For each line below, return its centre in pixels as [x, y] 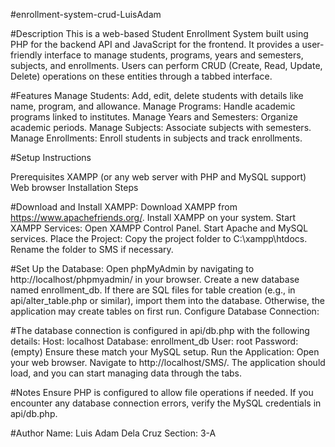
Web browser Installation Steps [74, 187]
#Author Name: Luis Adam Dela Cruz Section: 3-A [113, 433]
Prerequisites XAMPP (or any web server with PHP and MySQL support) [158, 177]
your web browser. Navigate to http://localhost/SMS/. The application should [168, 362]
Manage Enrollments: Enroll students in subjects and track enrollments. [156, 138]
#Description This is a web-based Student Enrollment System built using [159, 33]
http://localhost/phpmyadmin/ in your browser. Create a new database [155, 279]
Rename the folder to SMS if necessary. [92, 249]
